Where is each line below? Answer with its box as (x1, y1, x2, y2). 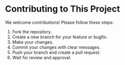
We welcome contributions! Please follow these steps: (5, 19, 114, 25)
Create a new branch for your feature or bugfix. (12, 34, 108, 40)
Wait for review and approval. (12, 54, 72, 60)
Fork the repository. (12, 29, 52, 34)
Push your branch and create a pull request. (12, 49, 101, 55)
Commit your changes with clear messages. (12, 44, 101, 50)
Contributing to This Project (5, 3, 121, 15)
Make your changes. (12, 39, 54, 45)
